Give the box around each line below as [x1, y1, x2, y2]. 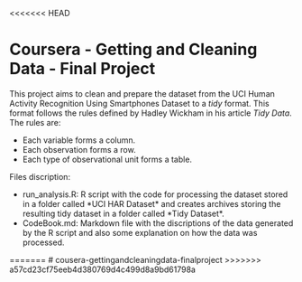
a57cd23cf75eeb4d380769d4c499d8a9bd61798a [9, 264, 197, 275]
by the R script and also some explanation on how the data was [22, 227, 258, 238]
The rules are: [9, 117, 61, 127]
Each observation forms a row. [22, 144, 137, 155]
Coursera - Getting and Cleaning [9, 40, 258, 60]
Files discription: [9, 171, 70, 182]
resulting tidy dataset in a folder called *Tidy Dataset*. [22, 208, 224, 219]
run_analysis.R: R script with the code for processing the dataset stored [22, 189, 288, 200]
